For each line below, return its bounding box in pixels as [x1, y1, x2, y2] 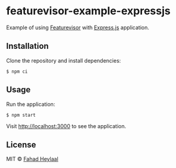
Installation [6, 41, 49, 51]
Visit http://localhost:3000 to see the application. [6, 122, 126, 129]
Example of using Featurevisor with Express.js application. [6, 24, 150, 31]
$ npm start [6, 112, 36, 118]
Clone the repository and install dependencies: [6, 57, 121, 64]
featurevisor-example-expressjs [6, 4, 171, 18]
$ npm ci [6, 69, 28, 74]
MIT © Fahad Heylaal [6, 155, 58, 163]
